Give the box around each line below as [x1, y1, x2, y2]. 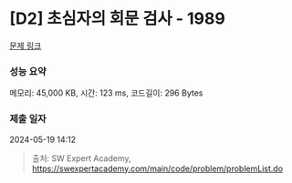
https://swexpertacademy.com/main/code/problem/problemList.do [31, 163, 284, 174]
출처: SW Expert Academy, [31, 152, 131, 164]
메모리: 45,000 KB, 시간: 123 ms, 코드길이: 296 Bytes [9, 87, 203, 98]
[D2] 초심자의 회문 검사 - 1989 [9, 8, 225, 29]
